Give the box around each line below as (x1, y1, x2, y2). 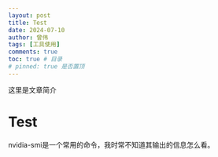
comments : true (8, 48, 58, 56)
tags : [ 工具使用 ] (8, 41, 61, 49)
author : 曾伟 (8, 33, 49, 42)
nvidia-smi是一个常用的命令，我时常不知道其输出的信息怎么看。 (8, 140, 215, 149)
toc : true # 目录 (8, 56, 63, 64)
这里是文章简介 (8, 85, 57, 94)
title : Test (8, 19, 47, 27)
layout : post (8, 11, 51, 20)
